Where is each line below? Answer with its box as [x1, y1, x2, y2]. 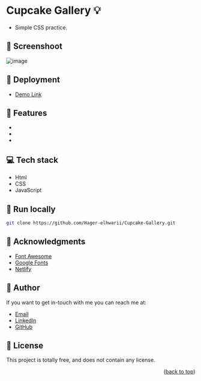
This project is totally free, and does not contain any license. [6, 356, 155, 364]
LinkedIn [14, 317, 37, 324]
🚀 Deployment [6, 75, 60, 85]
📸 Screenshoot [6, 41, 63, 52]
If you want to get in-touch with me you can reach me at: [6, 299, 147, 306]
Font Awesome [14, 252, 52, 260]
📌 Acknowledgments [6, 237, 86, 247]
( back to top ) [163, 368, 196, 376]
